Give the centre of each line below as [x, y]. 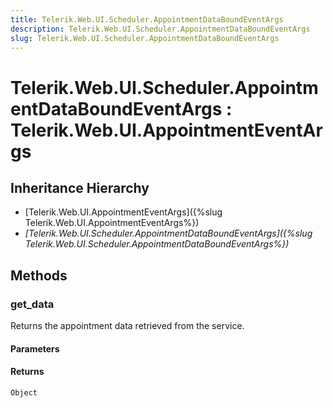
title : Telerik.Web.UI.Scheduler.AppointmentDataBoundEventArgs [147, 19]
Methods [39, 275]
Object [24, 392]
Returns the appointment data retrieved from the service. [127, 326]
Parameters [35, 348]
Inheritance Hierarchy [80, 187]
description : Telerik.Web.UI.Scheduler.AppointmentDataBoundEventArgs [160, 29]
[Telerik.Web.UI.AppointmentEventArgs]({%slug [123, 212]
